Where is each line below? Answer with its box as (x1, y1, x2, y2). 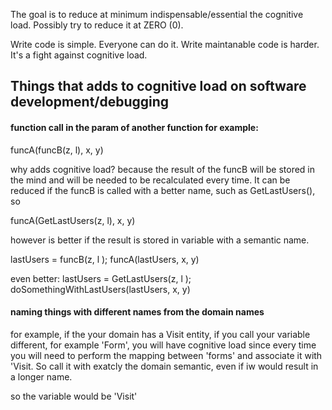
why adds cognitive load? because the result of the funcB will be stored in (10, 163, 315, 175)
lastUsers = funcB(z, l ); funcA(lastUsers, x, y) (10, 253, 200, 265)
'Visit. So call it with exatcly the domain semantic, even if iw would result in (10, 360, 319, 372)
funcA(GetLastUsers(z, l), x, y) (10, 214, 136, 226)
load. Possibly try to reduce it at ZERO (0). (10, 19, 184, 31)
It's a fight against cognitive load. (10, 49, 148, 61)
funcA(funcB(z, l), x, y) (10, 144, 104, 156)
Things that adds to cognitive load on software (10, 78, 307, 95)
